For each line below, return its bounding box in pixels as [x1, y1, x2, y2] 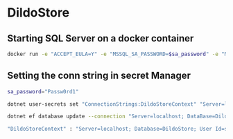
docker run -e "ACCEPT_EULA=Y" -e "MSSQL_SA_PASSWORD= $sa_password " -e [7, 50, 218, 57]
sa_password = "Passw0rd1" [7, 88, 79, 95]
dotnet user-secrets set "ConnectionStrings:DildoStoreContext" [7, 100, 197, 108]
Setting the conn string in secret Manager [7, 70, 191, 82]
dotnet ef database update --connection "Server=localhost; [7, 113, 185, 120]
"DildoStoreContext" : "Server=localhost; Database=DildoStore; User [7, 126, 213, 133]
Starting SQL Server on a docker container [7, 33, 194, 44]
